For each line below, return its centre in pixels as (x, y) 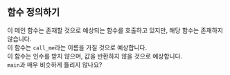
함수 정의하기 (34, 12)
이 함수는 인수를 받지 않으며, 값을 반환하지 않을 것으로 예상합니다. (95, 56)
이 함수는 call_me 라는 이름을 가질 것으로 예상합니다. (77, 47)
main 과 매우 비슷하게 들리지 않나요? (55, 65)
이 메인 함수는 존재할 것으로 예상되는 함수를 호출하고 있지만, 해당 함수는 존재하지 (115, 30)
